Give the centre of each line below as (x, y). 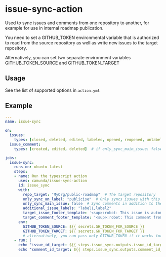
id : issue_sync (34, 185)
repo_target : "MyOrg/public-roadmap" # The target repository (89, 194)
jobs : (11, 158)
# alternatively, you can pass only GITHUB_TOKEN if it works (88, 236)
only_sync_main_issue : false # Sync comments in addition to (88, 204)
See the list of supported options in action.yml (53, 90)
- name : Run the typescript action (51, 176)
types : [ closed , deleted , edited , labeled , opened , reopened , (79, 140)
